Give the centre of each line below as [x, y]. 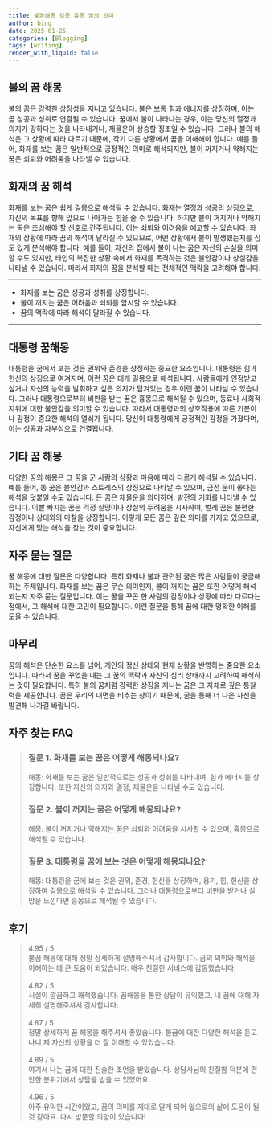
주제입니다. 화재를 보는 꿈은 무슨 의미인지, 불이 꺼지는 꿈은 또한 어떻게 [132, 587]
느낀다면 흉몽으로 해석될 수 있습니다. [100, 901]
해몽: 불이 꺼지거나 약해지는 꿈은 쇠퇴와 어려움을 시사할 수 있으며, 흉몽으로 [143, 828]
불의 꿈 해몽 [35, 88]
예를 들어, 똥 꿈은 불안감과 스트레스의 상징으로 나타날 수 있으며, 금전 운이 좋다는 [133, 488]
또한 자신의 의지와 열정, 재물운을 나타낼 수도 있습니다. [142, 787]
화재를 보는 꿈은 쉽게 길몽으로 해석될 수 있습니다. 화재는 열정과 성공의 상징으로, [131, 207]
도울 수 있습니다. [34, 616]
